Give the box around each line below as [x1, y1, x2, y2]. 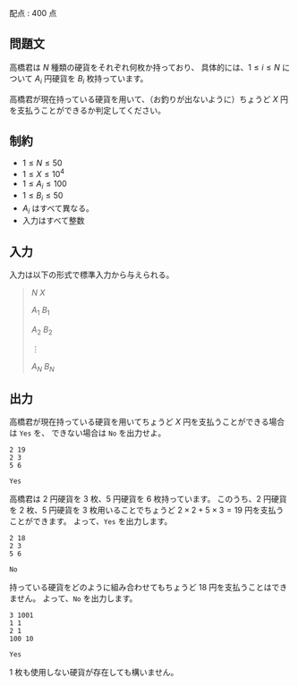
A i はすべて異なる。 [21, 202, 94, 216]
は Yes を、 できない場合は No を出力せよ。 [9, 428, 166, 438]
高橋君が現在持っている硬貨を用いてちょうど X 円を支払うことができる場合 [9, 417, 285, 428]
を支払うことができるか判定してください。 [9, 105, 166, 115]
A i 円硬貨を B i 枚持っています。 [34, 72, 149, 86]
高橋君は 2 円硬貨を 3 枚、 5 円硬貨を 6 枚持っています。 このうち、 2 [9, 494, 262, 504]
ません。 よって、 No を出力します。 [9, 593, 138, 604]
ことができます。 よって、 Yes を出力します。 [9, 516, 173, 527]
